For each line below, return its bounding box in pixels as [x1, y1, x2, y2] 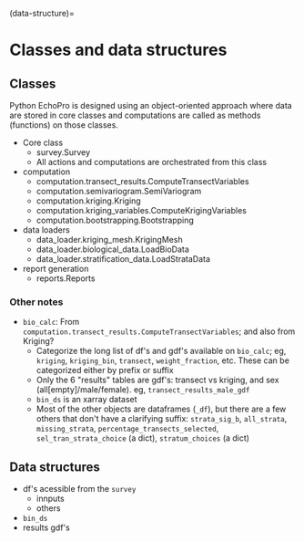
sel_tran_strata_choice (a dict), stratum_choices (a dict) [35, 433, 250, 443]
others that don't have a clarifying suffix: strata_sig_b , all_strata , [35, 413, 288, 424]
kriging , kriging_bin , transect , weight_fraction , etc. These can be [35, 355, 289, 366]
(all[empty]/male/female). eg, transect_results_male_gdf [35, 384, 250, 395]
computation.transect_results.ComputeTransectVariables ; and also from [22, 326, 296, 337]
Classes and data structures [9, 40, 228, 60]
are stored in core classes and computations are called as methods [9, 109, 261, 120]
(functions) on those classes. [9, 120, 118, 130]
